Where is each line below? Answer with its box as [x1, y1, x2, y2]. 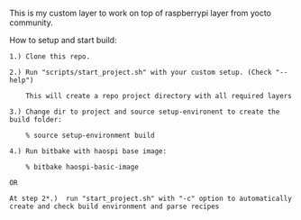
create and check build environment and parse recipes [9, 202, 220, 211]
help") [9, 76, 34, 85]
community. [9, 17, 53, 28]
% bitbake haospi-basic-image [25, 162, 140, 171]
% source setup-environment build [25, 131, 155, 140]
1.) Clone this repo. [9, 52, 91, 61]
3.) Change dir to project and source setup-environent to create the [9, 107, 280, 116]
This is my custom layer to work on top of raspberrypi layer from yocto [9, 8, 272, 18]
